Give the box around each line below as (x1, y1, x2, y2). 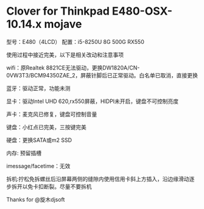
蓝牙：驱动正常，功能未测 (6, 84, 71, 92)
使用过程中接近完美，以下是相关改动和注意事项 (6, 51, 124, 58)
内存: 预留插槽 (6, 149, 41, 157)
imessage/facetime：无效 (6, 162, 71, 169)
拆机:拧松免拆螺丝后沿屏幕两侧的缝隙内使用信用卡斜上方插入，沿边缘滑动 (6, 175, 190, 182)
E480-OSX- (111, 4, 172, 18)
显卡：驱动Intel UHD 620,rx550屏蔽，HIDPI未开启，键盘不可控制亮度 (6, 97, 179, 105)
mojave (44, 17, 82, 31)
